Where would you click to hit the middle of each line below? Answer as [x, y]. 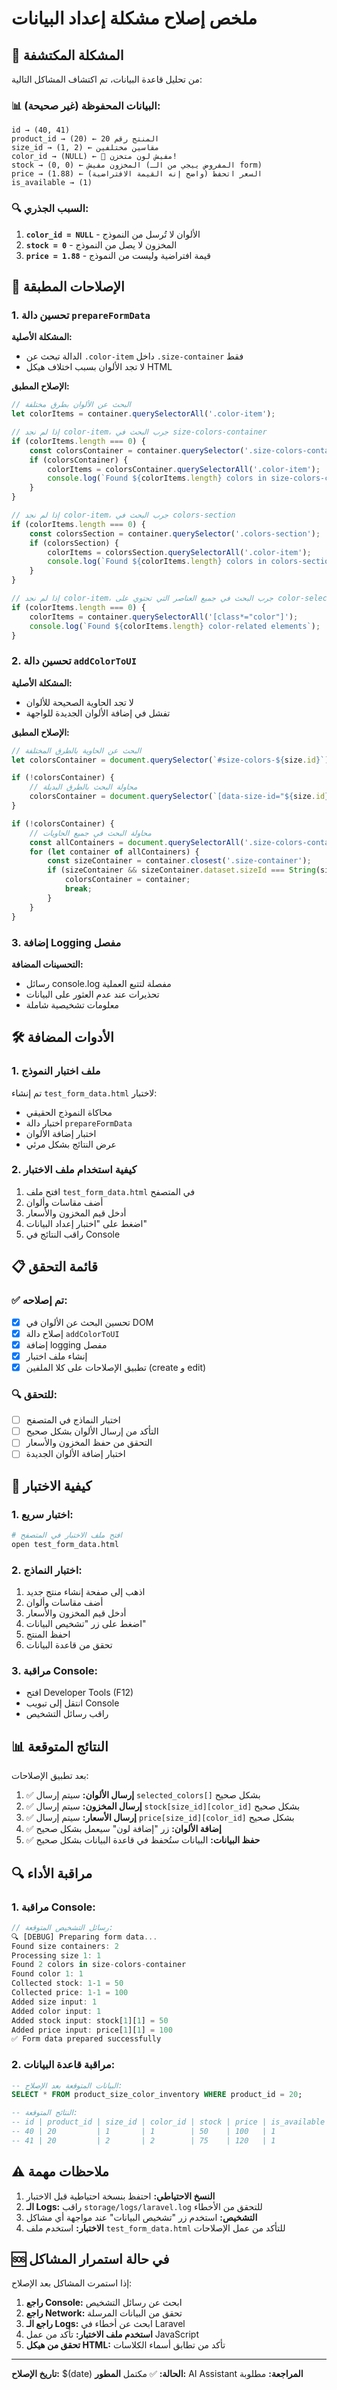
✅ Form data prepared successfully [86, 2039]
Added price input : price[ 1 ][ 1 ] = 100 [92, 2030]
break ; [78, 889]
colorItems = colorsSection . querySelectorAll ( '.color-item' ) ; [179, 552]
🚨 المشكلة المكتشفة [67, 55]
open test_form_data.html [65, 1544]
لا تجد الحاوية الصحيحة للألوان [79, 702]
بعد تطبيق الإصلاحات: [50, 1776]
